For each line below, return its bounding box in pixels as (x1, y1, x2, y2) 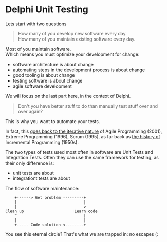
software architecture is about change (12, 61, 94, 67)
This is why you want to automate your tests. (5, 118, 100, 124)
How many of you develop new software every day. (17, 30, 127, 36)
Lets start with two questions (5, 21, 67, 27)
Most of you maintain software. (5, 46, 71, 52)
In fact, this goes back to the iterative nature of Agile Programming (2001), (5, 128, 162, 134)
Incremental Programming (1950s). (5, 139, 79, 145)
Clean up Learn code (5, 209, 98, 214)
